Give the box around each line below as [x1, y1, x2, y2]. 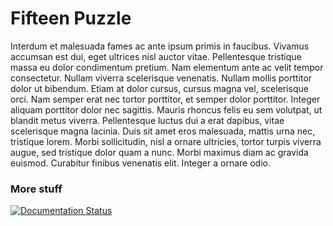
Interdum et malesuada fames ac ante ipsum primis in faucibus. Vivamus [10, 40, 310, 52]
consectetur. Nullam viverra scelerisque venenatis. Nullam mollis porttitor [10, 72, 313, 84]
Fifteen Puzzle [10, 7, 132, 30]
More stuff [10, 182, 63, 196]
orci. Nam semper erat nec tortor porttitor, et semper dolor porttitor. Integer [10, 93, 321, 105]
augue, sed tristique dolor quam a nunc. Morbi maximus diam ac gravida [10, 146, 309, 158]
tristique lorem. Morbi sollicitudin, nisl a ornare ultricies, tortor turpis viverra [10, 135, 322, 147]
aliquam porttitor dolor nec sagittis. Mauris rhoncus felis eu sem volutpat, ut [10, 103, 323, 116]
